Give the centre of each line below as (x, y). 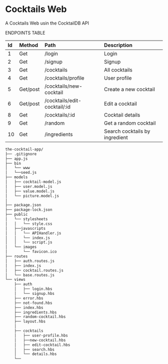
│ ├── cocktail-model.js (33, 182)
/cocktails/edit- (63, 100)
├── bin (13, 163)
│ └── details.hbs (35, 354)
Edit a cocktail (121, 104)
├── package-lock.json (29, 210)
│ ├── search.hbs (34, 349)
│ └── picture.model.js (32, 196)
